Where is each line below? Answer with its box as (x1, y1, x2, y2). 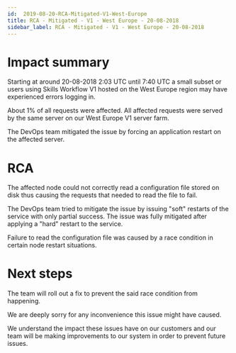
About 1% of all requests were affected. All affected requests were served (7, 106, 223, 115)
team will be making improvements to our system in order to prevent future (7, 332, 226, 340)
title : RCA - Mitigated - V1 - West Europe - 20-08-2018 (7, 17, 179, 24)
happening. (7, 297, 40, 306)
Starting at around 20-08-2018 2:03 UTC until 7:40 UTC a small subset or (7, 77, 222, 86)
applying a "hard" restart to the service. (7, 220, 123, 228)
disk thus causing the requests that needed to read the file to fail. (7, 191, 198, 199)
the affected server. (7, 135, 65, 144)
